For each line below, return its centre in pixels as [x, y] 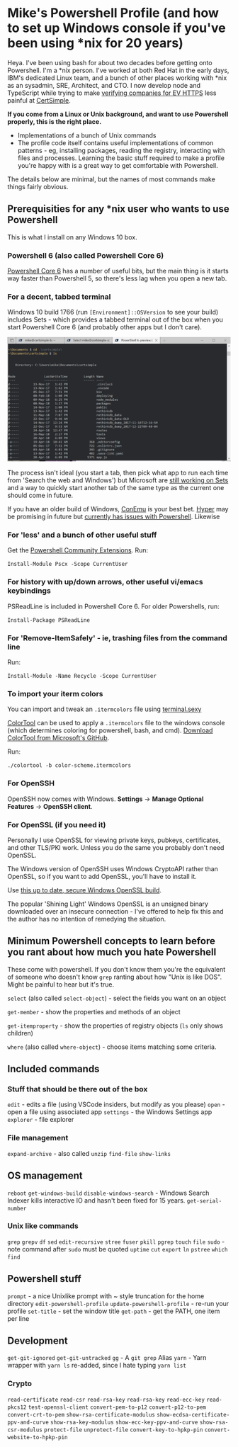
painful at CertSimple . [39, 100]
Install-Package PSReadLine [49, 620]
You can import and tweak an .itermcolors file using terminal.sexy [104, 709]
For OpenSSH [31, 783]
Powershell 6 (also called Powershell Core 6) [86, 255]
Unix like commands [43, 1226]
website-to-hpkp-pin [38, 1437]
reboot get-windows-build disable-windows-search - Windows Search [108, 1193]
